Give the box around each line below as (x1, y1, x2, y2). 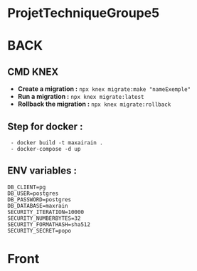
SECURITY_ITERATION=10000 (7, 208, 84, 216)
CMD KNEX (7, 65, 59, 78)
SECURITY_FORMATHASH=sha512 (7, 220, 91, 228)
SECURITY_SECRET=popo (7, 227, 72, 234)
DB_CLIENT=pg (7, 184, 46, 191)
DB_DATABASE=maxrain (7, 202, 69, 209)
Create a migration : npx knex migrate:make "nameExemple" (17, 85, 191, 93)
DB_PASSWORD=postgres (7, 196, 72, 203)
